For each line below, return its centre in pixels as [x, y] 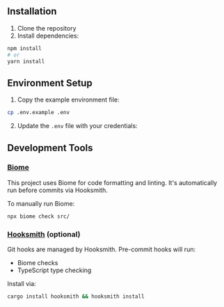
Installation [32, 11]
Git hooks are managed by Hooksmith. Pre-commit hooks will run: [102, 249]
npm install [24, 48]
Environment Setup [50, 83]
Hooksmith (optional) [44, 234]
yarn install [26, 61]
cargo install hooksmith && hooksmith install [76, 296]
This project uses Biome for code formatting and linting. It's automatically [112, 182]
